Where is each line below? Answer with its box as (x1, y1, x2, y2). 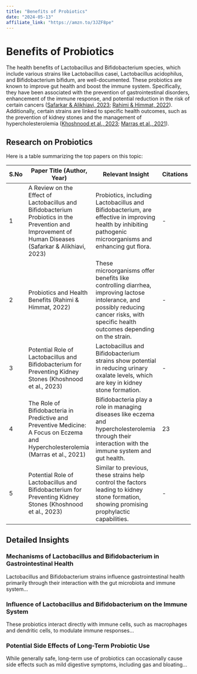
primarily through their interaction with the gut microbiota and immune (6, 579, 176, 586)
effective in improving (96, 213, 155, 222)
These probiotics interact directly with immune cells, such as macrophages (6, 621, 188, 628)
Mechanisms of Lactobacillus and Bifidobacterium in (6, 552, 159, 560)
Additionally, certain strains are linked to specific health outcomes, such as (6, 108, 187, 115)
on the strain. (96, 332, 132, 341)
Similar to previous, (96, 464, 148, 472)
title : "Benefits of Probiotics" (6, 8, 88, 15)
